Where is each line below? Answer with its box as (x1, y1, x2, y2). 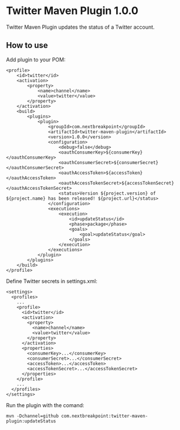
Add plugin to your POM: (6, 56, 66, 63)
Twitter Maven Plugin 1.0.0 (6, 4, 139, 18)
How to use (6, 40, 48, 50)
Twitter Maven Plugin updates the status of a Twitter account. (6, 23, 155, 30)
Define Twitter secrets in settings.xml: (6, 277, 98, 285)
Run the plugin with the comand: (6, 401, 84, 408)
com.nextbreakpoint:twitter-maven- (61, 413, 148, 419)
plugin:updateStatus (6, 418, 57, 424)
